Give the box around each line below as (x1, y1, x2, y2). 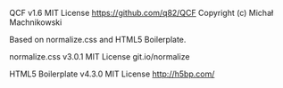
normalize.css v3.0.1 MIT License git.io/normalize (9, 52, 190, 61)
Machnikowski (9, 17, 62, 28)
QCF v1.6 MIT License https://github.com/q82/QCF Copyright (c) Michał (9, 8, 274, 18)
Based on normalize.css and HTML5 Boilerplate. (9, 35, 187, 44)
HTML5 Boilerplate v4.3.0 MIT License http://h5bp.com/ (9, 68, 215, 79)
